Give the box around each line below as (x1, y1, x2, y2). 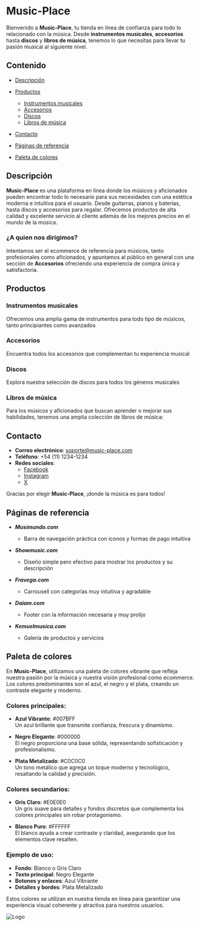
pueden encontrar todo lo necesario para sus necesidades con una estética (6, 193, 192, 200)
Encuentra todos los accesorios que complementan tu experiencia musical (6, 350, 190, 357)
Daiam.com (14, 600, 45, 607)
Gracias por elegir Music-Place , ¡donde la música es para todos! (6, 490, 165, 498)
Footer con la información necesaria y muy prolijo (23, 611, 146, 618)
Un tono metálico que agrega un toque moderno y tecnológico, (14, 764, 170, 771)
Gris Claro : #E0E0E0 (14, 798, 66, 806)
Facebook (23, 466, 49, 473)
